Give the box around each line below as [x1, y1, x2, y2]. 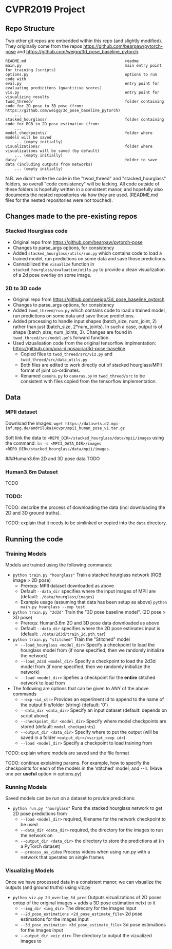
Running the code [5, 535, 63, 543]
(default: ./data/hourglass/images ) [20, 593, 94, 599]
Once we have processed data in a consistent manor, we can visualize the [5, 879, 162, 885]
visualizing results [5, 94, 50, 100]
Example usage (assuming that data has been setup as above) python [20, 599, 167, 605]
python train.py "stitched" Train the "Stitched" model [12, 636, 130, 642]
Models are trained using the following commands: [5, 561, 113, 568]
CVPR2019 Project [5, 4, 86, 15]
